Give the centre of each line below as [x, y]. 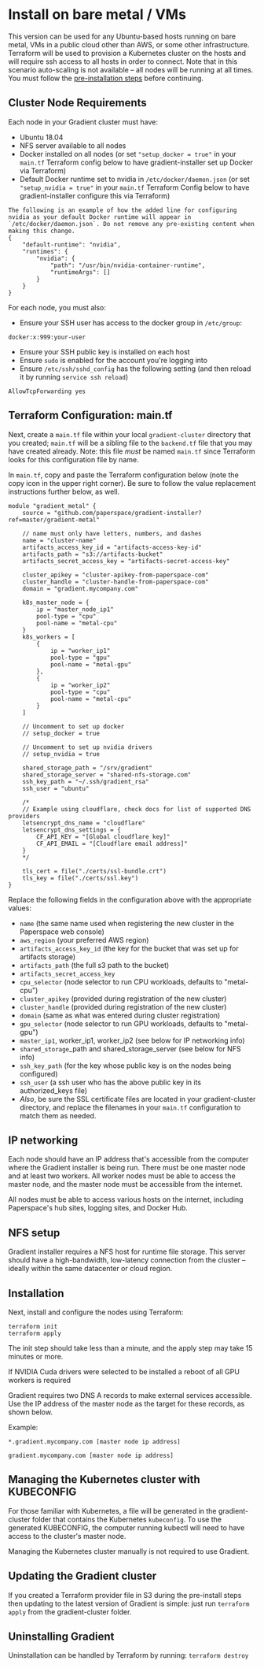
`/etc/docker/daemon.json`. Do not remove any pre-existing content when [132, 224]
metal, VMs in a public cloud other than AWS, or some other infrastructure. [129, 44]
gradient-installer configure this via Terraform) [95, 195]
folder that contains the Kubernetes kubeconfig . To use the [127, 1519]
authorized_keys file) [53, 1090]
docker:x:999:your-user [47, 337]
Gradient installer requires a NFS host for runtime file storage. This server [127, 1252]
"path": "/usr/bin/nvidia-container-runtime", [128, 265]
